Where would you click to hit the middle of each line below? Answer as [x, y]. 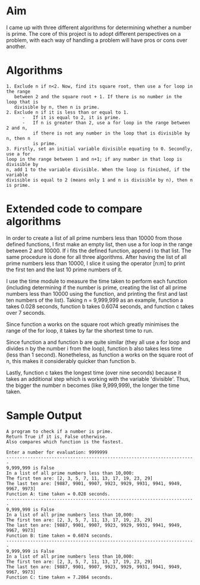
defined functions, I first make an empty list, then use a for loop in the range [99, 244]
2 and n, [17, 128]
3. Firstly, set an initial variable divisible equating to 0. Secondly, [100, 149]
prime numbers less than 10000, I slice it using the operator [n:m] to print [96, 263]
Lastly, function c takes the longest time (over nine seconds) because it [94, 373]
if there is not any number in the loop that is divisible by [111, 133]
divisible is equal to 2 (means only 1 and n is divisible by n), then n [100, 180]
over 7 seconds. [26, 312]
